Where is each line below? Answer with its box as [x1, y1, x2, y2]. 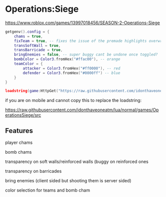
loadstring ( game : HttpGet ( [5, 89, 58, 94]
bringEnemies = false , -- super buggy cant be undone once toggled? [14, 52, 158, 57]
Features [5, 127, 33, 135]
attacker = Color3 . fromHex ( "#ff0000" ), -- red [23, 66, 121, 71]
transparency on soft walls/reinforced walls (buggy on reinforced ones [5, 159, 149, 164]
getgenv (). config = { [5, 29, 50, 34]
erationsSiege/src [5, 112, 41, 118]
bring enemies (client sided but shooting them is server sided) [5, 178, 132, 184]
